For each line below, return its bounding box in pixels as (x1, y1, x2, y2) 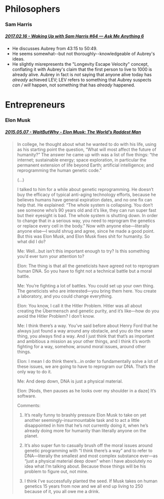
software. (17, 393, 37, 399)
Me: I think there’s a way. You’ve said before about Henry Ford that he (17, 323, 158, 329)
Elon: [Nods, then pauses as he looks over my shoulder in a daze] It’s (17, 388, 157, 394)
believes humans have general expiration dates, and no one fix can (17, 197, 152, 203)
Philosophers (5, 3, 60, 15)
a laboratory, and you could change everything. (17, 293, 113, 299)
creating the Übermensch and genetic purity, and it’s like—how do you (17, 308, 159, 314)
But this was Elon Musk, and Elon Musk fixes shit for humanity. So (17, 233, 150, 239)
